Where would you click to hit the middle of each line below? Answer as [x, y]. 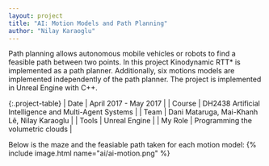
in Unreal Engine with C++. [53, 88]
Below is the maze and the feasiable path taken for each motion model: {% [132, 145]
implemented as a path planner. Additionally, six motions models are [122, 71]
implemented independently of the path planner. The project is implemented [135, 79]
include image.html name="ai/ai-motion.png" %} [90, 153]
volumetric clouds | [40, 129]
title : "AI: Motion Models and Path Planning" [88, 23]
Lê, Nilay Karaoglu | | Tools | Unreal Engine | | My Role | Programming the [130, 121]
